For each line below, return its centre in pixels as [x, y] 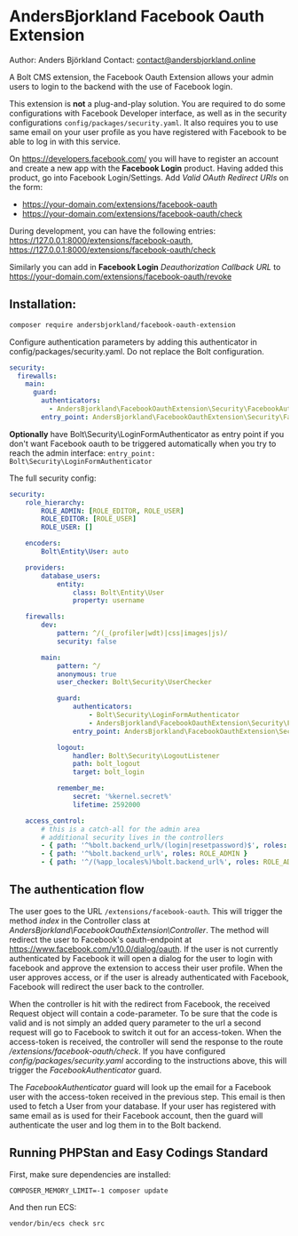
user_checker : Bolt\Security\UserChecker [134, 682]
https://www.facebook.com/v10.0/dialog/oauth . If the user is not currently [144, 949]
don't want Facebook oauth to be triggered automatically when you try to [143, 443]
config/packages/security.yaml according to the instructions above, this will [148, 1060]
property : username [108, 601]
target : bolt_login [108, 772]
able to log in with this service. [65, 141]
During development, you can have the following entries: [112, 231]
